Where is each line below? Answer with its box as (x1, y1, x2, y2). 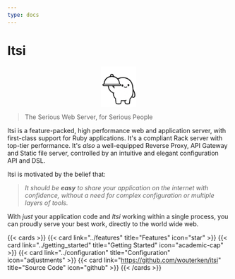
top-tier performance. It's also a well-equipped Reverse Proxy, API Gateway (7, 142, 228, 150)
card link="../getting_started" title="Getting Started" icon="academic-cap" (7, 241, 224, 249)
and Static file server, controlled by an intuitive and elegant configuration (7, 149, 219, 158)
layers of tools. (24, 199, 68, 207)
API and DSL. (7, 156, 46, 165)
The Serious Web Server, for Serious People (24, 113, 153, 121)
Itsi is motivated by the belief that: (7, 170, 106, 179)
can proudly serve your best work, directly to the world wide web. (7, 220, 199, 228)
